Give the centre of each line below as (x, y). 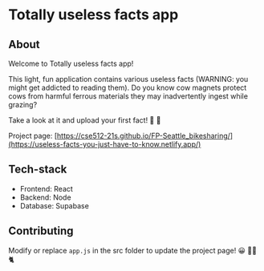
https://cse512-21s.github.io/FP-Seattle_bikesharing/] (145, 135)
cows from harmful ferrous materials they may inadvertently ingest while (128, 96)
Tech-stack (38, 170)
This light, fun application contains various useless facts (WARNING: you (128, 79)
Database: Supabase (55, 205)
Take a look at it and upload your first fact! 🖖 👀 (85, 120)
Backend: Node (45, 197)
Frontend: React (47, 188)
